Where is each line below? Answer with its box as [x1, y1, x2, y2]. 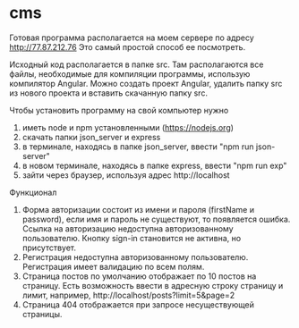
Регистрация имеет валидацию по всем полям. [21, 261, 205, 272]
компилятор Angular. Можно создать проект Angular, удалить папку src [9, 78, 283, 88]
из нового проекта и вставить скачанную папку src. [9, 88, 209, 98]
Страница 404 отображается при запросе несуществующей [21, 299, 255, 310]
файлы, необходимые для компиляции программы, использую [9, 68, 251, 79]
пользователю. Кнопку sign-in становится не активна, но [21, 232, 242, 243]
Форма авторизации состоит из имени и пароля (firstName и [21, 204, 255, 214]
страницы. [21, 308, 63, 319]
